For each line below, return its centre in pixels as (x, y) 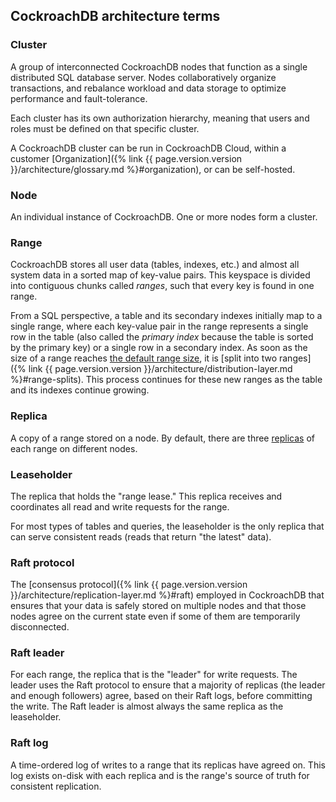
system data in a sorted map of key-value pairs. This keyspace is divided (160, 275)
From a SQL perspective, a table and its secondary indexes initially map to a (166, 316)
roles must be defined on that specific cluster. (105, 128)
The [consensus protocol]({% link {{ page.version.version (129, 585)
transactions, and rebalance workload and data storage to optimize (148, 88)
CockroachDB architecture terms (115, 16)
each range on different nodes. (74, 448)
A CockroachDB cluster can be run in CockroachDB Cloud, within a (148, 148)
